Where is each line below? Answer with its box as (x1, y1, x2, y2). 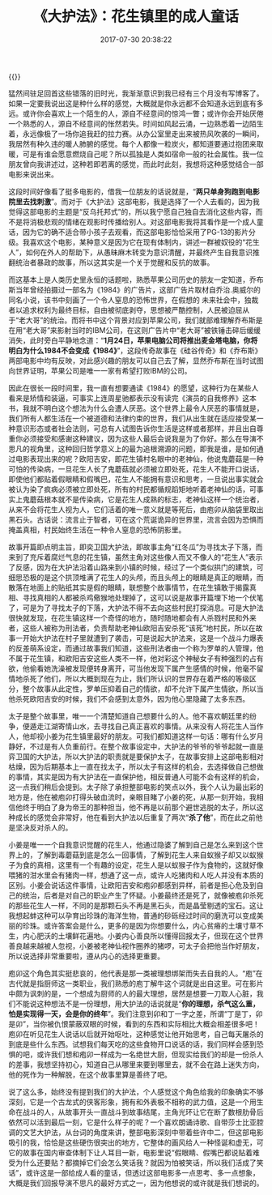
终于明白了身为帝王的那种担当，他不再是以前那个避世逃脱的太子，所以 (22, 802, 257, 812)
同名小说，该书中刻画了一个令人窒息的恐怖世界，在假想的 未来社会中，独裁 (8, 295, 259, 305)
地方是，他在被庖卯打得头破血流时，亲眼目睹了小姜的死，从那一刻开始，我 (8, 792, 257, 802)
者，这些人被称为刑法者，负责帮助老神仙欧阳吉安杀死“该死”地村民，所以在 (8, 623, 257, 633)
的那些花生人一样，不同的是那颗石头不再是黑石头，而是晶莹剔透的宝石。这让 (8, 900, 264, 910)
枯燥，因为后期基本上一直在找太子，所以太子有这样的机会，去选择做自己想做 (8, 762, 264, 771)
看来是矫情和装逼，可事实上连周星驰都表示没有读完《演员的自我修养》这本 (8, 393, 257, 403)
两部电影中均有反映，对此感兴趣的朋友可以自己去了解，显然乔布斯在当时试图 (8, 356, 264, 365)
